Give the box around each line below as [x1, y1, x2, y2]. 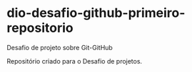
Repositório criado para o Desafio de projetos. [6, 56, 143, 65]
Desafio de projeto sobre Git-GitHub [6, 43, 113, 52]
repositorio [6, 20, 74, 36]
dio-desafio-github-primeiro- [6, 5, 186, 21]
